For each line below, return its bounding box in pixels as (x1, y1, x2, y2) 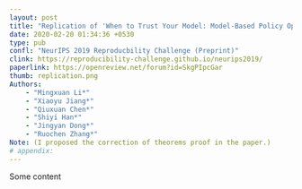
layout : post (9, 13, 58, 22)
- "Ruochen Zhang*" (25, 130, 99, 139)
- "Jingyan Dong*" (25, 122, 94, 131)
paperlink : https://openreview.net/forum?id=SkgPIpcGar (9, 64, 223, 73)
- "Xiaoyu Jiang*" (25, 96, 94, 106)
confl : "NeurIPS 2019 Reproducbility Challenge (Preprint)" (9, 47, 240, 56)
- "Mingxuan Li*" (25, 88, 91, 97)
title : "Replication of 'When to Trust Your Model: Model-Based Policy (9, 21, 283, 30)
